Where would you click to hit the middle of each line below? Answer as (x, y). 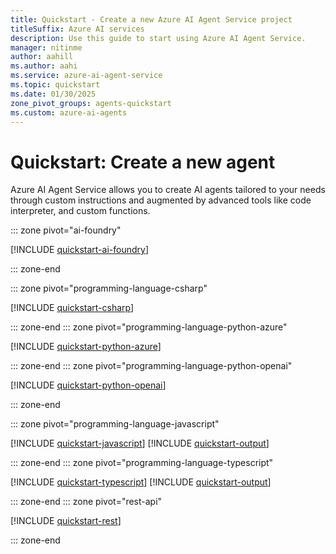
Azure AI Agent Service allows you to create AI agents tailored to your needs (168, 190)
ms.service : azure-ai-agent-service (86, 76)
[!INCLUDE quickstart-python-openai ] (88, 385)
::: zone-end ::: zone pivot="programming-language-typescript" (142, 463)
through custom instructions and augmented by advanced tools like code (161, 200)
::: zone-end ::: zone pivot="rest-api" (86, 502)
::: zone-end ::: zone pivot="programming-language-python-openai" (151, 366)
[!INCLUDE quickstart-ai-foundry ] (79, 250)
